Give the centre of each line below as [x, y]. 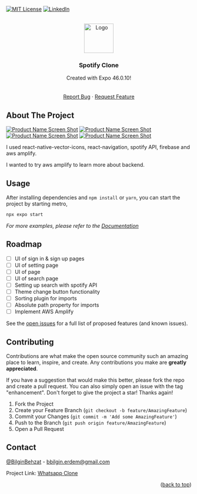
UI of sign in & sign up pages [49, 258]
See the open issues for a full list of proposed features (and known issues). [97, 323]
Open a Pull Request [39, 429]
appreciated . [22, 369]
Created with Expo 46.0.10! [99, 78]
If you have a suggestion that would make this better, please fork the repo [95, 380]
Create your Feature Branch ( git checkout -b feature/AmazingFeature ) [101, 410]
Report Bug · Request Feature [99, 97]
